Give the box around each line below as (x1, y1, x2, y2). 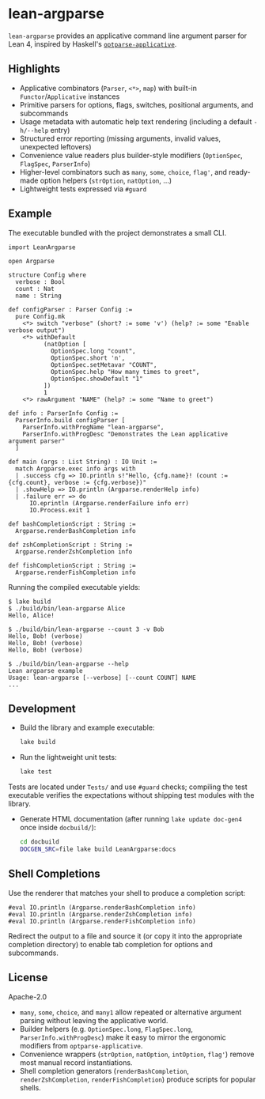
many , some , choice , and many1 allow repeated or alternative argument (19, 1007, 242, 1017)
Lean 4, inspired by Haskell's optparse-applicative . (8, 39, 177, 48)
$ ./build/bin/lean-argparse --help (8, 659, 129, 668)
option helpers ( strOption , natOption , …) (40, 176, 172, 185)
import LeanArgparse (8, 243, 77, 251)
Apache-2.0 (8, 991, 47, 1001)
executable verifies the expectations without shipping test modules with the (8, 791, 255, 800)
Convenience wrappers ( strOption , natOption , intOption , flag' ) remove (19, 1049, 255, 1059)
